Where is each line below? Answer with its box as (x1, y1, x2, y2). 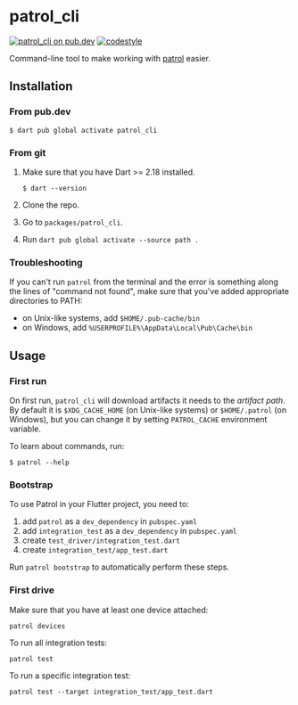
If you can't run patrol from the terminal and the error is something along (9, 276, 279, 287)
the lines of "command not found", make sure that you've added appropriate (9, 286, 290, 297)
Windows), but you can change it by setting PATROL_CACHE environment (9, 414, 268, 424)
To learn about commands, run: (9, 440, 125, 451)
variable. (9, 423, 42, 434)
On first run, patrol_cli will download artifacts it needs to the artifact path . (9, 395, 286, 406)
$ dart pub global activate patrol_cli (9, 126, 158, 135)
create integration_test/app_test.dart (21, 545, 169, 555)
